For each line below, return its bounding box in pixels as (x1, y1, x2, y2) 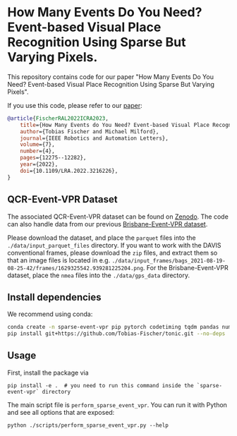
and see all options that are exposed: (7, 408, 115, 416)
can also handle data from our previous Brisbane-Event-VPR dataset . (7, 219, 208, 228)
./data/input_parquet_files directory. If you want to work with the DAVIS (7, 241, 221, 249)
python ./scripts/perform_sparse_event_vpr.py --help (7, 421, 169, 429)
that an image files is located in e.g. (7, 255, 111, 265)
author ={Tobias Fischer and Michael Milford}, (20, 128, 159, 135)
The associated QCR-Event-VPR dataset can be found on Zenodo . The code (7, 212, 229, 221)
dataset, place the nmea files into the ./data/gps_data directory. (7, 271, 190, 279)
